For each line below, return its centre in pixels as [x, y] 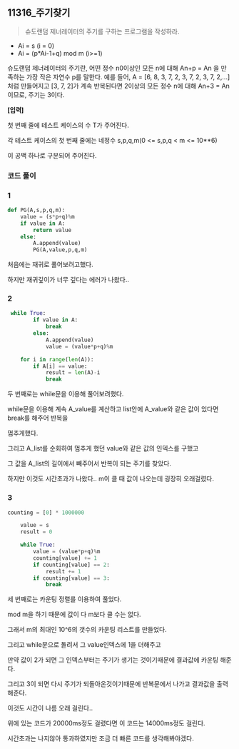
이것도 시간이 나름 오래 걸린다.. [50, 708]
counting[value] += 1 [65, 558]
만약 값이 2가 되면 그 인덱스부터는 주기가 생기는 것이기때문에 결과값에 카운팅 [113, 660]
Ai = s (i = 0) [36, 46]
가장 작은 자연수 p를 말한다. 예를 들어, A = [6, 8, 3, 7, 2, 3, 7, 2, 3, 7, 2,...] [128, 76]
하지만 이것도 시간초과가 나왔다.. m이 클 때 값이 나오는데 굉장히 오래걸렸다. [111, 479]
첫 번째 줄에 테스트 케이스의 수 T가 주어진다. [68, 125]
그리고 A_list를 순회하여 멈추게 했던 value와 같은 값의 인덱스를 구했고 [103, 448]
